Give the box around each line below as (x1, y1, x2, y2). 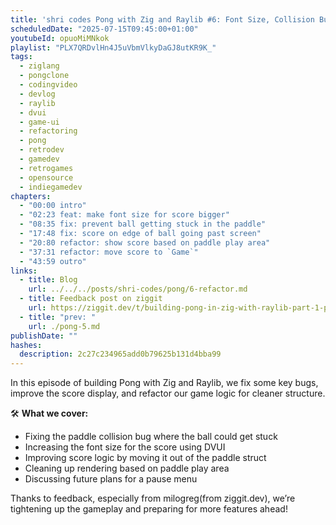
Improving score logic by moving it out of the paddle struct (24, 452, 267, 464)
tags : (10, 52, 33, 62)
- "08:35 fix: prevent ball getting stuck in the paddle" (19, 219, 267, 230)
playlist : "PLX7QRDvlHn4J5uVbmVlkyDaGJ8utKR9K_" (10, 42, 217, 53)
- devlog (19, 89, 56, 99)
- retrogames (19, 163, 74, 173)
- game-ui (19, 117, 60, 127)
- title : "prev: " (19, 312, 97, 322)
